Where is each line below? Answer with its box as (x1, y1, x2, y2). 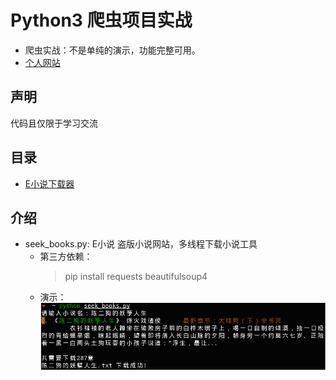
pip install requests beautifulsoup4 (64, 271, 208, 283)
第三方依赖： (39, 251, 93, 263)
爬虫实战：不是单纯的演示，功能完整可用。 (24, 44, 201, 56)
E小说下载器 (24, 177, 75, 190)
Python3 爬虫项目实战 (10, 9, 193, 32)
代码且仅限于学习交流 (10, 117, 98, 129)
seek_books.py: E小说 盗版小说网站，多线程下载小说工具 (24, 238, 258, 250)
